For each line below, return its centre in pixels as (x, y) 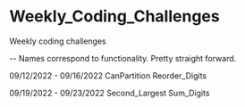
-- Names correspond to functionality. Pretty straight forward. (123, 58)
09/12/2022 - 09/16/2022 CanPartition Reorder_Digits (108, 75)
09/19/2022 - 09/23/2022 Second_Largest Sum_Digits (110, 93)
